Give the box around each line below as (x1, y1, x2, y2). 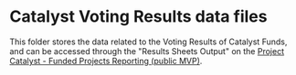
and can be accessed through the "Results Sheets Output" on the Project (9, 45, 285, 56)
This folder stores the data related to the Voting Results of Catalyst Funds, (9, 36, 288, 47)
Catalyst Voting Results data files (9, 6, 268, 27)
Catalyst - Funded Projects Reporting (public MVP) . (9, 55, 203, 66)
